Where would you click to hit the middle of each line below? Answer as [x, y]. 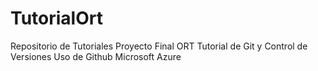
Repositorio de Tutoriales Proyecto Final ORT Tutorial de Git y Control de [159, 46]
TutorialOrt [56, 18]
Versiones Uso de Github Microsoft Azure [96, 56]
